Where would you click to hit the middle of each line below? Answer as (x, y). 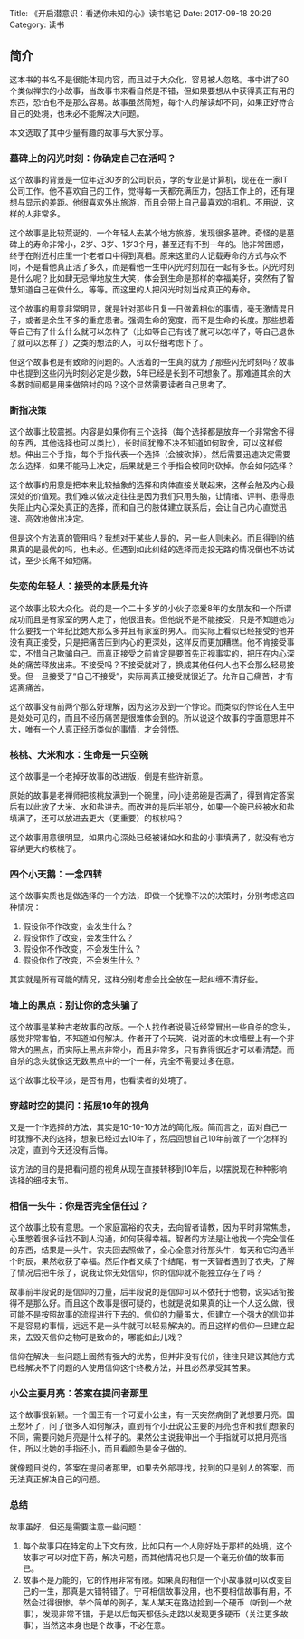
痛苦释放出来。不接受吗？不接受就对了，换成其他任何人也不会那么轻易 (156, 665)
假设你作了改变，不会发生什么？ (82, 960)
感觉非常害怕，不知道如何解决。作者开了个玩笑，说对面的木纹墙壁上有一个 (148, 1038)
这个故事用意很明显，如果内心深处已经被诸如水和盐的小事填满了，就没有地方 (152, 837)
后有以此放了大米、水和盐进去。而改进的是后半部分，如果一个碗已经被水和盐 (152, 807)
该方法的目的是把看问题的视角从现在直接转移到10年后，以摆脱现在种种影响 (148, 1169)
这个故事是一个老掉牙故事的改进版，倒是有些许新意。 (109, 776)
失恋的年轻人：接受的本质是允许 (79, 587)
